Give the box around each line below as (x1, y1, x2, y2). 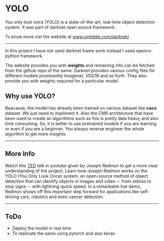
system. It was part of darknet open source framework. (5, 24, 116, 30)
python (5, 53, 20, 59)
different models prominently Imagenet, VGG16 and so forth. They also (5, 73, 147, 79)
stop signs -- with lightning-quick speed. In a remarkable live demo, (5, 183, 142, 189)
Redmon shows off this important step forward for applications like (5, 188, 139, 194)
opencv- (136, 47, 153, 54)
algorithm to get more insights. (5, 131, 67, 137)
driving (5, 194, 20, 200)
